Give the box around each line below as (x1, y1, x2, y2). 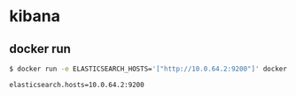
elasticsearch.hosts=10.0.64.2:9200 (9, 80, 144, 89)
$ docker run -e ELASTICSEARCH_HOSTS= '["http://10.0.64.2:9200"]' (9, 64, 260, 73)
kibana (9, 6, 60, 26)
